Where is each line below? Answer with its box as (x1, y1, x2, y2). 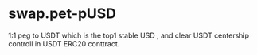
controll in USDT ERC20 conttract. (8, 38, 120, 48)
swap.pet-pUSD (8, 5, 117, 23)
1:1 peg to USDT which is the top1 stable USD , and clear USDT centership (8, 31, 249, 40)
